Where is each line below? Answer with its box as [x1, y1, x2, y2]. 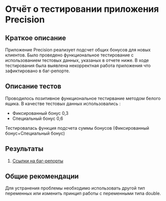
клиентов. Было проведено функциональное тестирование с [5, 52, 134, 58]
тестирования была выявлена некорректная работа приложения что [5, 63, 151, 68]
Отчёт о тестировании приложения [5, 3, 159, 15]
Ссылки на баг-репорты [12, 157, 63, 164]
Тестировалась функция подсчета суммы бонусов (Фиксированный [5, 125, 150, 131]
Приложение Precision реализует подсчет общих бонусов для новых [5, 47, 151, 52]
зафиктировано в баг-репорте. [5, 68, 70, 74]
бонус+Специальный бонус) [5, 130, 65, 136]
